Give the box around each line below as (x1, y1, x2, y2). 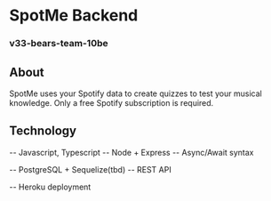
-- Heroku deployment (9, 181, 92, 192)
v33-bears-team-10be (9, 37, 108, 50)
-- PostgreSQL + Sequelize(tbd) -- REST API (9, 164, 171, 174)
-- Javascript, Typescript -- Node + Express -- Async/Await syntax (9, 147, 254, 157)
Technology (9, 124, 77, 139)
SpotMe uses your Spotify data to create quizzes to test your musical (9, 88, 262, 99)
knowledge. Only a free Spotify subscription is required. (9, 97, 214, 108)
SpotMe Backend (9, 5, 139, 26)
